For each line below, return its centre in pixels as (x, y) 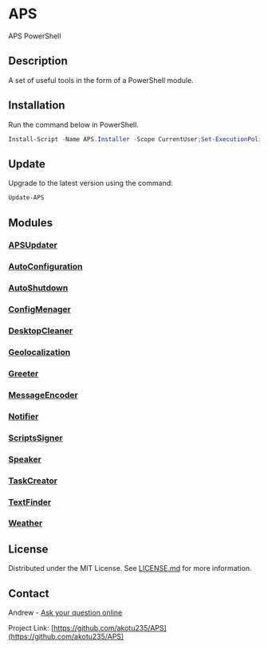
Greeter (24, 373)
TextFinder (30, 501)
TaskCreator (33, 481)
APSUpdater (33, 246)
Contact (29, 594)
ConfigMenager (40, 309)
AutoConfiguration (45, 266)
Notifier (24, 416)
